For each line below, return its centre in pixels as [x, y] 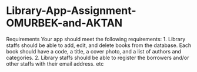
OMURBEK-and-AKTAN [64, 23]
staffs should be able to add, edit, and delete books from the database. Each [99, 45]
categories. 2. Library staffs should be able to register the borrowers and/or [98, 57]
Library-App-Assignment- [71, 11]
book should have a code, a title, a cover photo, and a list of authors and [94, 51]
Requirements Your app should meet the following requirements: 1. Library [96, 39]
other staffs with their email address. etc [55, 64]
